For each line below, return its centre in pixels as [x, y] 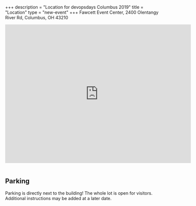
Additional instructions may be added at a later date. [58, 198]
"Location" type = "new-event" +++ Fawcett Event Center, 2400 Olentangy [82, 12]
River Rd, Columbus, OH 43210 [37, 17]
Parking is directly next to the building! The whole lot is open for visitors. [79, 193]
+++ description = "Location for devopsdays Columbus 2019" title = [74, 7]
